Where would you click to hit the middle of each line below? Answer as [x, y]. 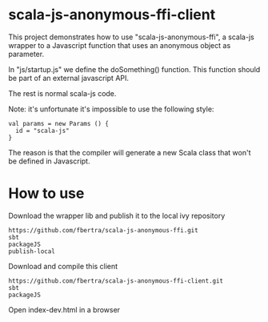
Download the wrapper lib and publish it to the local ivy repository [117, 215]
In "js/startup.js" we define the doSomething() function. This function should [134, 69]
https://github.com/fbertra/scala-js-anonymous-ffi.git [103, 230]
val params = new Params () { [59, 123]
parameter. [26, 54]
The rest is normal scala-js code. [62, 93]
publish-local [32, 251]
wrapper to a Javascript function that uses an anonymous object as [120, 45]
